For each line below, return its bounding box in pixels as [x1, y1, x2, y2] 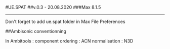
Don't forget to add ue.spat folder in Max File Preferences [5, 18, 125, 24]
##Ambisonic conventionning [5, 28, 67, 34]
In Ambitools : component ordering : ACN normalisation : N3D [5, 38, 134, 44]
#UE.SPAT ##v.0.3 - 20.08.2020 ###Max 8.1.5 [5, 4, 101, 10]
